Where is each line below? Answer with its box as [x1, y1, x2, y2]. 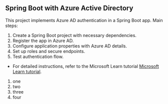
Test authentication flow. [12, 53, 64, 59]
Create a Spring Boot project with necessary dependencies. [12, 32, 137, 38]
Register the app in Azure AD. [12, 37, 74, 43]
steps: [5, 22, 18, 28]
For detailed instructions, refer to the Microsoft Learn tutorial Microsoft [12, 63, 159, 69]
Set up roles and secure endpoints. [12, 48, 86, 54]
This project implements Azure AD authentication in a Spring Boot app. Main [5, 17, 163, 23]
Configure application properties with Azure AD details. [12, 42, 127, 49]
